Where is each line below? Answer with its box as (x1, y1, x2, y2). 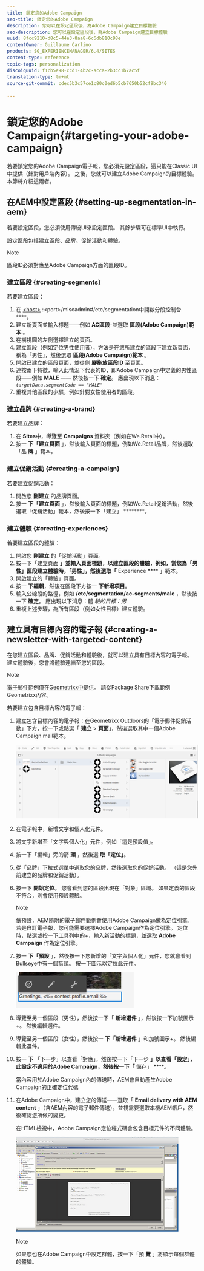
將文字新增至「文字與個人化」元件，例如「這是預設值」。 (15, 838, 157, 845)
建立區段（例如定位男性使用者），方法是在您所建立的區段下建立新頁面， (15, 344, 194, 351)
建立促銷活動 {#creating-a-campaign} (7, 464, 120, 473)
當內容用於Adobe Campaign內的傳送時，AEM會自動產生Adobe (15, 1076, 173, 1083)
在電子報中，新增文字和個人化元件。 (15, 825, 107, 832)
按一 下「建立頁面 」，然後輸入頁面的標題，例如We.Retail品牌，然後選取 (15, 440, 194, 447)
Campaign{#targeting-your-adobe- (7, 129, 189, 143)
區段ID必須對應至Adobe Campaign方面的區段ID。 (7, 261, 130, 268)
